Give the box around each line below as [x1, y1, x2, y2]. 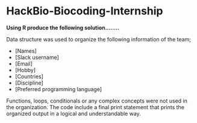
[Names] [14, 47, 37, 55]
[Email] [14, 60, 33, 67]
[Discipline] [14, 79, 43, 86]
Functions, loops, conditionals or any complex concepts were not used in [6, 97, 188, 104]
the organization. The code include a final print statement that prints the [6, 103, 185, 110]
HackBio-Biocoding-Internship [6, 4, 164, 18]
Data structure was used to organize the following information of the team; [6, 35, 192, 43]
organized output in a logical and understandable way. [6, 110, 142, 117]
